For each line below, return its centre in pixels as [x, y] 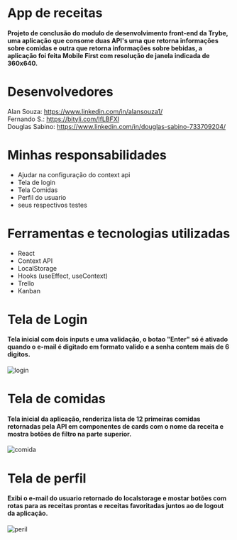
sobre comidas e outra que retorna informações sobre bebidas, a [105, 48]
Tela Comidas [38, 190]
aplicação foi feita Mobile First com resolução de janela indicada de [109, 55]
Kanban [29, 291]
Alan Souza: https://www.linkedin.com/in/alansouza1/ [85, 111]
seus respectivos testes [52, 205]
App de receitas [55, 13]
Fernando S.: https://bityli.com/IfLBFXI [64, 119]
